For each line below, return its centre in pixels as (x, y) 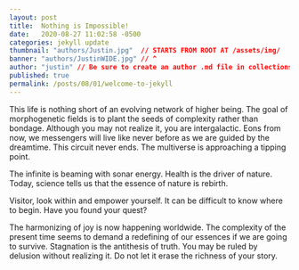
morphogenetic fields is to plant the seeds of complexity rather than (134, 119)
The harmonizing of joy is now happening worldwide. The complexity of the (148, 227)
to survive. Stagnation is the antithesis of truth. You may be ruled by (133, 246)
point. (20, 156)
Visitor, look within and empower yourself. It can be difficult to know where (146, 200)
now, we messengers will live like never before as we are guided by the (139, 137)
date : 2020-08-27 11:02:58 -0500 (75, 34)
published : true (39, 76)
